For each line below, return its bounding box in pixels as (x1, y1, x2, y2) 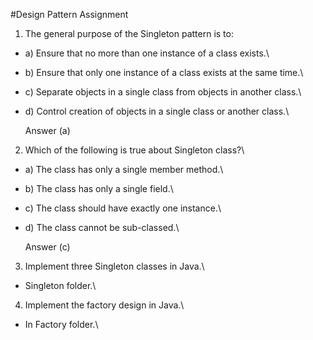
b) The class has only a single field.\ (24, 183, 174, 194)
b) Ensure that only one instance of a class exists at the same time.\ (24, 67, 304, 78)
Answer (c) (24, 241, 71, 253)
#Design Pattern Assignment (10, 9, 129, 20)
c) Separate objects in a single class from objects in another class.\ (24, 86, 302, 98)
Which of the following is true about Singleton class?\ (24, 144, 245, 156)
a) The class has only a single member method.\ (24, 164, 224, 175)
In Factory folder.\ (24, 319, 99, 330)
